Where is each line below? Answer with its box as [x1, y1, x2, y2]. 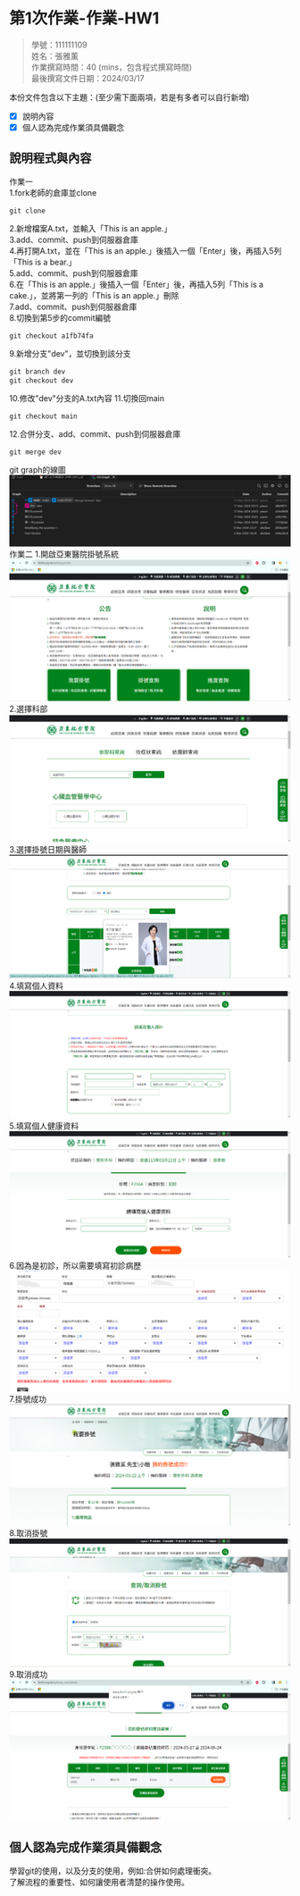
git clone [9, 206, 46, 215]
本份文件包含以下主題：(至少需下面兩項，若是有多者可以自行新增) [9, 91, 250, 103]
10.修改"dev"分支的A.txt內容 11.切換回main [9, 392, 165, 403]
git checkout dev [9, 376, 74, 385]
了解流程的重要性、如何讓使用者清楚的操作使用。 [9, 1876, 189, 1887]
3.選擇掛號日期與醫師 [9, 844, 87, 855]
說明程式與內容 [9, 151, 92, 166]
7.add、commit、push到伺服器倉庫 [9, 301, 137, 312]
